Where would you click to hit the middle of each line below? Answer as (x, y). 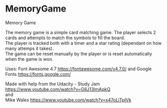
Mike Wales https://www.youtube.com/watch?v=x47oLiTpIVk (68, 100)
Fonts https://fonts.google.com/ (38, 74)
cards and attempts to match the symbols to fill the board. (65, 38)
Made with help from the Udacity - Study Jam (53, 84)
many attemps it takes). (29, 48)
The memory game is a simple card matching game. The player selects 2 (81, 32)
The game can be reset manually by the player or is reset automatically (79, 54)
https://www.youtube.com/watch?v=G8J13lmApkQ (58, 89)
